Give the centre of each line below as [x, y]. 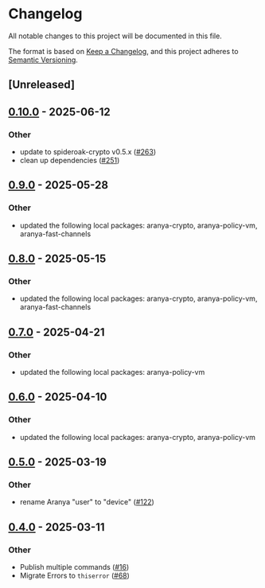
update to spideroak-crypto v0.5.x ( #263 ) [88, 152]
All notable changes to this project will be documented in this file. [115, 36]
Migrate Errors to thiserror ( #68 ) [74, 576]
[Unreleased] [42, 85]
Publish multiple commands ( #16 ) [74, 567]
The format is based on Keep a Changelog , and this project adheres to [123, 51]
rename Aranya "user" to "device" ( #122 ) [87, 502]
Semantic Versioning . [43, 60]
